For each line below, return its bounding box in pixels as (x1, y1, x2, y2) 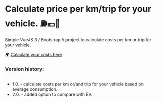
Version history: (5, 66, 44, 72)
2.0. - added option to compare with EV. (12, 91, 93, 98)
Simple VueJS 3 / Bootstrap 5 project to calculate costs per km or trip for (5, 36, 152, 42)
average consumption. (12, 86, 58, 92)
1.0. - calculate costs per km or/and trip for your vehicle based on (12, 81, 144, 87)
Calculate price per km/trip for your (5, 3, 151, 15)
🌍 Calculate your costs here (5, 51, 62, 57)
